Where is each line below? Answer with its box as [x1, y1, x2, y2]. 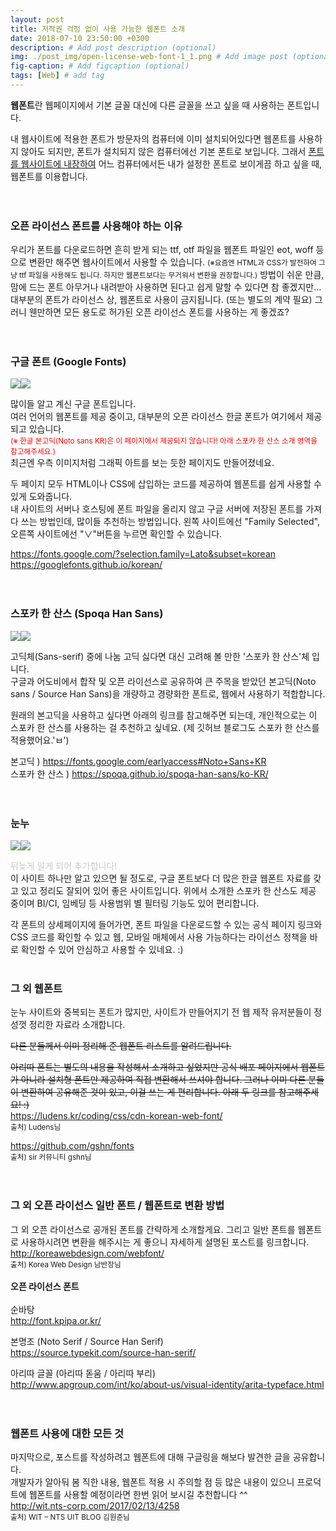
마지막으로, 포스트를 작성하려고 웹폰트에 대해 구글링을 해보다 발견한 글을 [10, 1451, 291, 1463]
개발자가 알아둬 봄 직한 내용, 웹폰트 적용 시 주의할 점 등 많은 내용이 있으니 [10, 1476, 295, 1488]
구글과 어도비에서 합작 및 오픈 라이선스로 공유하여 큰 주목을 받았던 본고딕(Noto [10, 675, 317, 687]
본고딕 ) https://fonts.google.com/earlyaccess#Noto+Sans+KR [10, 755, 267, 767]
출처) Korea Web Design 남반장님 [10, 1259, 122, 1270]
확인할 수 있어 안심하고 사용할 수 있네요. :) [20, 944, 184, 956]
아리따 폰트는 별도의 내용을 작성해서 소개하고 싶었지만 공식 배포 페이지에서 [10, 1061, 299, 1073]
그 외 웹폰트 [10, 981, 63, 995]
